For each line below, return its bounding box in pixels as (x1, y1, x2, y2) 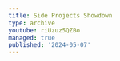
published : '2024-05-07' (8, 41, 91, 49)
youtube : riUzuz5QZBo (8, 26, 81, 34)
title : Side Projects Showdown (8, 11, 113, 20)
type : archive (8, 19, 56, 27)
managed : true (8, 33, 56, 42)
